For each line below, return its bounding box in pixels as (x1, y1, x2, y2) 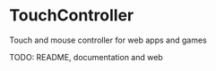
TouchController (9, 5, 134, 26)
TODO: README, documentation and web (9, 51, 163, 62)
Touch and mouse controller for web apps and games (9, 35, 208, 45)
